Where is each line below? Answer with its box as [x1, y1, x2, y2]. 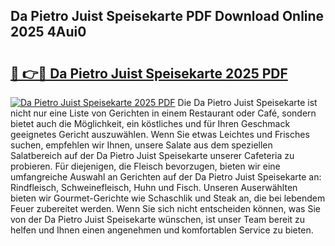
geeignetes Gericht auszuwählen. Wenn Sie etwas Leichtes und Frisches [10, 129, 310, 140]
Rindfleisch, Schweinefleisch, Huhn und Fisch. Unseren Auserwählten [10, 182, 298, 193]
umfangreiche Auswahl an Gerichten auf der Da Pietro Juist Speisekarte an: [10, 171, 322, 183]
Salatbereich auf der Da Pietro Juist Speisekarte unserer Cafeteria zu [10, 150, 295, 161]
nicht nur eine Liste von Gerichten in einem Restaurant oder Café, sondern [10, 107, 317, 119]
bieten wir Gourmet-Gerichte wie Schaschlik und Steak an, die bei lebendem [10, 192, 326, 204]
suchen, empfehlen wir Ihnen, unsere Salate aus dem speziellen [10, 139, 273, 151]
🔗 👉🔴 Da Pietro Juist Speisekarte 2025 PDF [10, 65, 288, 82]
